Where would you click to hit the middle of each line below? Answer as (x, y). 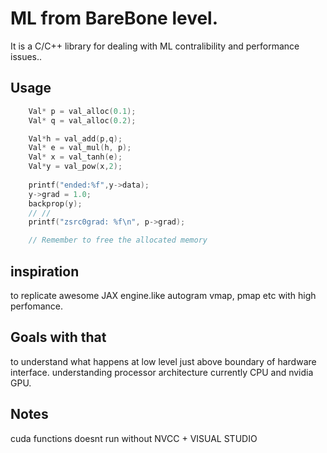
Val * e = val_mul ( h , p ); (80, 148)
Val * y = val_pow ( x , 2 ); (75, 167)
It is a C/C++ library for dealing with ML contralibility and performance (155, 46)
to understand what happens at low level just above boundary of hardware (163, 361)
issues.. (26, 56)
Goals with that (58, 337)
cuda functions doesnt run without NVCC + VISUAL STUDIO (134, 438)
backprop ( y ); (55, 203)
